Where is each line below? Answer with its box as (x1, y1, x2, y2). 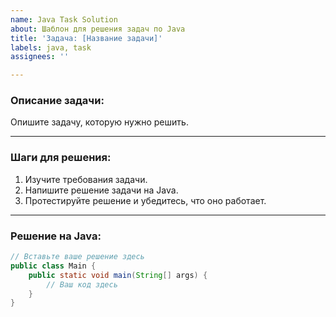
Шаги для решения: (10, 151, 112, 165)
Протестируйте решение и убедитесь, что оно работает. (24, 194, 267, 206)
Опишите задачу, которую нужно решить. (10, 116, 189, 128)
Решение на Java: (10, 229, 102, 243)
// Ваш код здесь (46, 279, 118, 290)
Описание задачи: (10, 94, 105, 108)
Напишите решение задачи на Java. (24, 184, 179, 196)
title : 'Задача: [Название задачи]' (10, 33, 163, 43)
